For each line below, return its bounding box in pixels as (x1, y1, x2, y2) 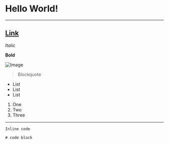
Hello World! (5, 3, 58, 14)
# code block (5, 135, 33, 140)
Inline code (5, 126, 30, 131)
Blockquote (17, 71, 41, 77)
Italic (5, 42, 16, 48)
